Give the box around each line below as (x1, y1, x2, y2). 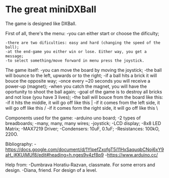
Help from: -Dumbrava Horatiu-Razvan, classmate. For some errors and (5, 162, 155, 168)
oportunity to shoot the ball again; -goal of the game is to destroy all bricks (5, 88, 162, 95)
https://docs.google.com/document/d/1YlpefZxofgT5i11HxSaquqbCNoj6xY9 (5, 146, 164, 152)
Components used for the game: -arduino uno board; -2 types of (5, 115, 141, 121)
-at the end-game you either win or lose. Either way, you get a (5, 49, 147, 54)
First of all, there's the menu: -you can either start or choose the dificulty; (5, 30, 159, 36)
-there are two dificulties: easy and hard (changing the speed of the (5, 40, 160, 45)
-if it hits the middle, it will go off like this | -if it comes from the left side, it (5, 99, 160, 106)
